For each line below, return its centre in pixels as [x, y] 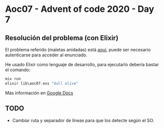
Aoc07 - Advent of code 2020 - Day [80, 9]
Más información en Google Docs [39, 93]
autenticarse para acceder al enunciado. [46, 55]
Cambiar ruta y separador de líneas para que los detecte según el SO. [83, 120]
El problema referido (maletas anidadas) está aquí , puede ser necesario [78, 50]
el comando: [18, 70]
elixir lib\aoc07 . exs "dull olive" [42, 83]
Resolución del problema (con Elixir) [62, 38]
